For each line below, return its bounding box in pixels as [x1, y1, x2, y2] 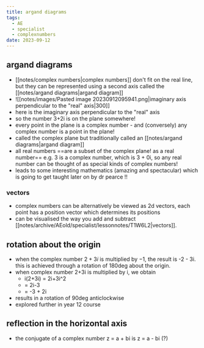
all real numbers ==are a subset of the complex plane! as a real [15, 147, 174, 154]
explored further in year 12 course [15, 300, 101, 308]
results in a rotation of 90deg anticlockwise [15, 294, 125, 302]
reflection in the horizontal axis [6, 318, 128, 329]
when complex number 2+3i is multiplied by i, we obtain [15, 268, 156, 275]
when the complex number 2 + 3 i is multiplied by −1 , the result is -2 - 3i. [15, 255, 196, 263]
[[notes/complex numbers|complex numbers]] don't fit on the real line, [15, 76, 193, 83]
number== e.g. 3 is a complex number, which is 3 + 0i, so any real [15, 154, 182, 161]
